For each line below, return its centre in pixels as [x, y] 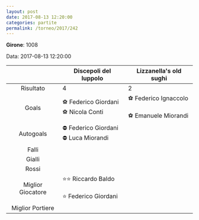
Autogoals [33, 134]
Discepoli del [92, 71]
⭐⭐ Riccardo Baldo [89, 179]
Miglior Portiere [33, 208]
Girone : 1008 [22, 45]
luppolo [92, 79]
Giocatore [33, 192]
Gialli [33, 159]
